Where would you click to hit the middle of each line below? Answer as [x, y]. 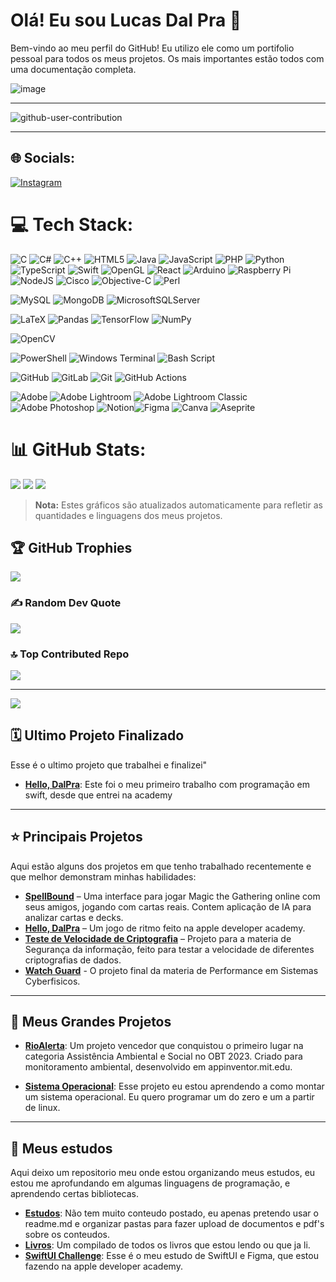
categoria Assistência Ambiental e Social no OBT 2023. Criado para [163, 1056]
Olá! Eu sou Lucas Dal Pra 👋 [126, 20]
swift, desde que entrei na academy [98, 795]
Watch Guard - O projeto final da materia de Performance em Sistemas [171, 970]
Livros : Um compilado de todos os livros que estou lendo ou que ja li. [167, 1245]
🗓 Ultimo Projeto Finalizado [97, 735]
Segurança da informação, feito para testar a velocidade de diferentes [169, 949]
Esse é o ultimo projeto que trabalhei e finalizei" [109, 765]
